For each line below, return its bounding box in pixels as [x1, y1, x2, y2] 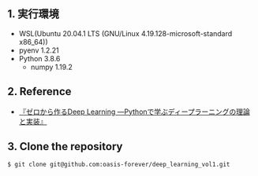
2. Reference [7, 85, 72, 98]
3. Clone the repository [7, 140, 123, 153]
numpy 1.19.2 [30, 62, 73, 71]
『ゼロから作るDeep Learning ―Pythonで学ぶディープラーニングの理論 [18, 107, 250, 116]
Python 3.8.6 [18, 53, 61, 63]
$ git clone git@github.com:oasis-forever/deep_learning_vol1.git [7, 160, 230, 169]
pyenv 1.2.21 [18, 46, 60, 55]
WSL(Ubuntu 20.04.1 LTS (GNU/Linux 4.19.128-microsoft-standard [18, 28, 233, 38]
